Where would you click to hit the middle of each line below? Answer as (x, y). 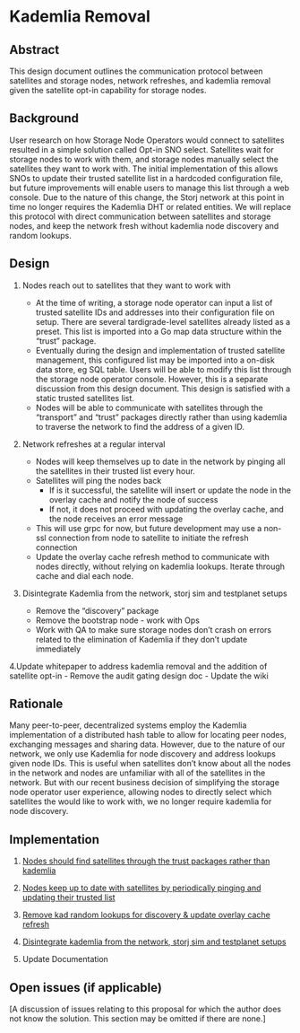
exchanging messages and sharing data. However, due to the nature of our (147, 744)
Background (44, 118)
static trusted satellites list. (85, 398)
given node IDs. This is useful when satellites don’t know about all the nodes (150, 764)
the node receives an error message (116, 519)
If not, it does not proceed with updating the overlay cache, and (166, 509)
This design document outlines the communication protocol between (136, 71)
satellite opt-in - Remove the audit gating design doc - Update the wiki (139, 676)
